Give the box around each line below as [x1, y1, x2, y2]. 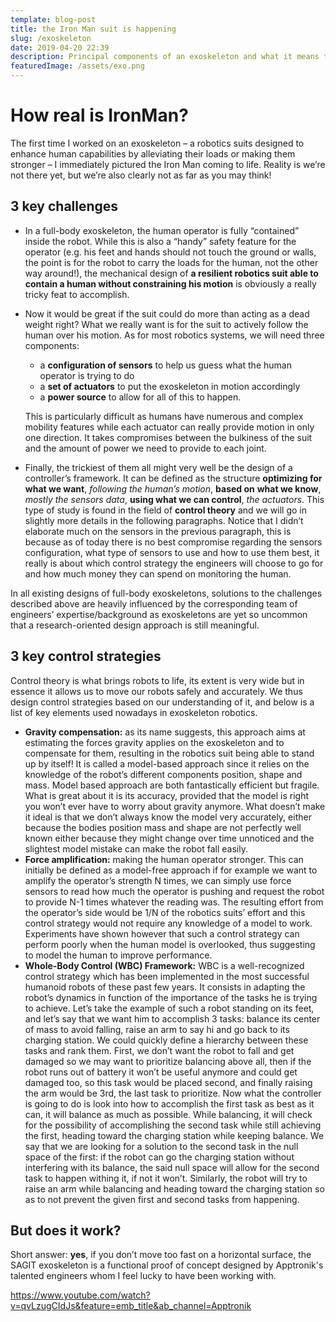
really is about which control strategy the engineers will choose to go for [24, 557, 324, 569]
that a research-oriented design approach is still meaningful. [10, 619, 260, 631]
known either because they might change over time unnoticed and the [24, 832, 315, 844]
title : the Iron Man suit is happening [10, 24, 177, 34]
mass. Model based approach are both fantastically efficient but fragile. [24, 779, 320, 791]
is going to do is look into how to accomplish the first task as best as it [24, 1097, 315, 1110]
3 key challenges [10, 198, 119, 215]
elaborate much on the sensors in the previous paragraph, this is [24, 525, 292, 537]
